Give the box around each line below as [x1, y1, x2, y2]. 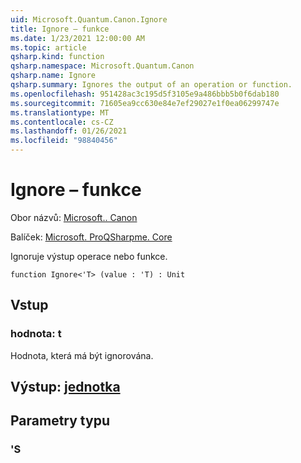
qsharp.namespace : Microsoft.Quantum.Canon [10, 61, 195, 71]
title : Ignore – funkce [10, 24, 110, 34]
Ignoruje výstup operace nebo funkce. [10, 250, 168, 262]
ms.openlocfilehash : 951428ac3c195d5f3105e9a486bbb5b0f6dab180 [10, 89, 280, 99]
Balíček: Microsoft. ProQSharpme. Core [10, 231, 173, 243]
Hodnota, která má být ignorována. [10, 349, 154, 361]
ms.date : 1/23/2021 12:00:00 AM [10, 33, 145, 43]
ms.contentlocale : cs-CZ [10, 117, 114, 127]
